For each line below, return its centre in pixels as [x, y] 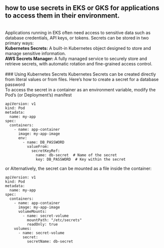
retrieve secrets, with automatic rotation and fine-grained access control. [79, 63]
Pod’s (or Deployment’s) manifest [38, 95]
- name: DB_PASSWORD [44, 142]
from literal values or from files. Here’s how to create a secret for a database [82, 79]
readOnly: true [42, 224]
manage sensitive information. [35, 53]
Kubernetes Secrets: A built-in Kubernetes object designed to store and [78, 48]
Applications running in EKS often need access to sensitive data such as [78, 32]
